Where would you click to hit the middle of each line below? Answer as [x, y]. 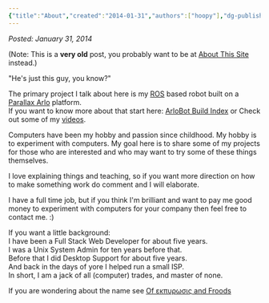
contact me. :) [31, 216]
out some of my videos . [47, 119]
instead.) [23, 63]
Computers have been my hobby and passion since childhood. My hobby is [132, 135]
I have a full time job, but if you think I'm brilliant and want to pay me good [130, 200]
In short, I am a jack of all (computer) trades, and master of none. [116, 275]
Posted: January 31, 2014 [50, 38]
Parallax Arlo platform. [45, 102]
